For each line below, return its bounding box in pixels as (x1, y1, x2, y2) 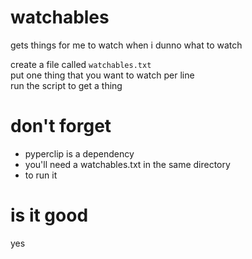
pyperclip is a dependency (24, 147, 135, 160)
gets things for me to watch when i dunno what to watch (10, 39, 243, 51)
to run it (24, 169, 58, 181)
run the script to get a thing (10, 79, 123, 91)
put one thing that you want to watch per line (10, 69, 195, 81)
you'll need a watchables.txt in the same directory (24, 158, 231, 170)
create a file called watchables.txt (10, 58, 152, 70)
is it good (10, 204, 89, 227)
